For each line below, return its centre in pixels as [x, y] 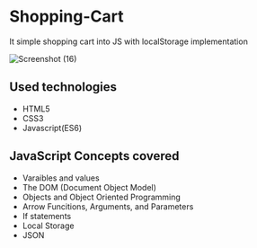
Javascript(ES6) [52, 128]
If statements [47, 216]
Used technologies [63, 87]
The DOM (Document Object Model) [89, 187]
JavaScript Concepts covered [94, 156]
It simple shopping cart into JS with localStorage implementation [129, 41]
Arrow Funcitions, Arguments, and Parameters [108, 206]
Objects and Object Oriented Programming [102, 197]
